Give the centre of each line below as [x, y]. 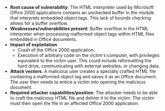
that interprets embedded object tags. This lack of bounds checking [80, 18]
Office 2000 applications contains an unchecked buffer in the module [82, 13]
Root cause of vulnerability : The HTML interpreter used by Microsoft [82, 7]
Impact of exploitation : [34, 44]
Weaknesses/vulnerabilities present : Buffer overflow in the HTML [79, 29]
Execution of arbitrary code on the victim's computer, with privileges [89, 55]
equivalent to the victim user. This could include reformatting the [85, 61]
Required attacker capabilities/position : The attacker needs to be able [84, 93]
